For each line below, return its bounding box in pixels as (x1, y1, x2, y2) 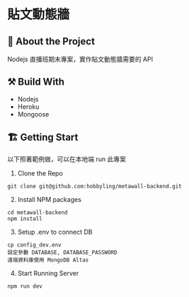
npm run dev (7, 282, 42, 290)
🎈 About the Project (7, 35, 96, 47)
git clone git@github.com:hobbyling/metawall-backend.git (7, 183, 182, 190)
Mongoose (17, 109, 50, 118)
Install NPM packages (17, 195, 81, 203)
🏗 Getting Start (7, 131, 79, 144)
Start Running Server (17, 269, 79, 277)
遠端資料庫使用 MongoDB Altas (7, 256, 89, 264)
